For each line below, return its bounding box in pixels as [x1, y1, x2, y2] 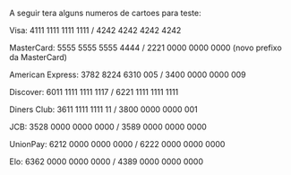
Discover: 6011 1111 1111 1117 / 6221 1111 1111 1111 [9, 87, 179, 97]
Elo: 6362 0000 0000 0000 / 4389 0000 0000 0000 [9, 156, 204, 167]
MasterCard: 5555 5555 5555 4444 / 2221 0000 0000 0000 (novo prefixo [9, 42, 282, 53]
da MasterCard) [9, 52, 67, 62]
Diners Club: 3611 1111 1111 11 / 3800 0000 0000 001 [9, 104, 199, 115]
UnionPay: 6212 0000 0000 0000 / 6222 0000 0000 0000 [9, 139, 226, 149]
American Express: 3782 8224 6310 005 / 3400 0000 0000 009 [9, 69, 246, 80]
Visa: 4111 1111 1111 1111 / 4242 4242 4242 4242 [9, 25, 182, 35]
